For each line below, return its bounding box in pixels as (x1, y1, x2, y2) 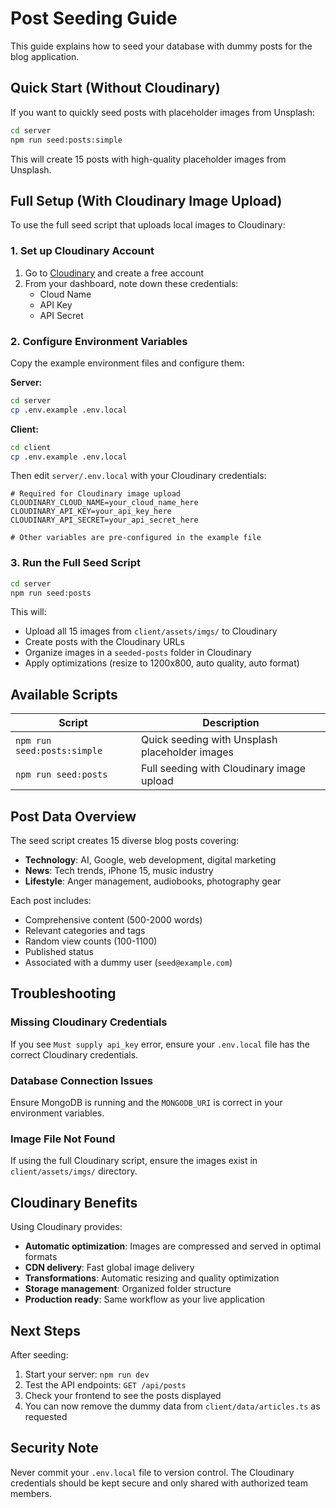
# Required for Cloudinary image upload (10, 489, 182, 499)
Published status (24, 946, 94, 958)
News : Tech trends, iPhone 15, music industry (24, 865, 214, 877)
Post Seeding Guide (10, 7, 178, 30)
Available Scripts (10, 686, 118, 703)
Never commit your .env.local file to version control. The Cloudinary (10, 1466, 295, 1478)
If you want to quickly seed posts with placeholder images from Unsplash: (10, 106, 316, 118)
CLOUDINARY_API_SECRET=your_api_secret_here (10, 515, 199, 526)
